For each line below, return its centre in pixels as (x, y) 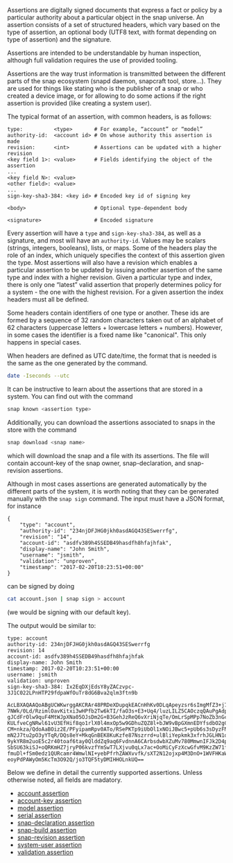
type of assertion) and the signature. (60, 40)
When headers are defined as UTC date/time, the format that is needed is (112, 356)
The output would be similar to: (52, 625)
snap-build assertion (47, 830)
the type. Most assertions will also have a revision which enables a (102, 262)
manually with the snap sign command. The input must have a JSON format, (116, 498)
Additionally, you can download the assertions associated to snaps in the (111, 422)
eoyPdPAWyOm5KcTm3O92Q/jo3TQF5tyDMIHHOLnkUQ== (76, 759)
